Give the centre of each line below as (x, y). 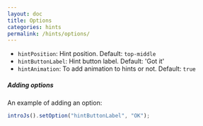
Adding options (30, 85)
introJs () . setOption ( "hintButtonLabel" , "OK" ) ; (79, 116)
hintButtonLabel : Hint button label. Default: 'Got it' (91, 62)
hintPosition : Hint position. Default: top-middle (87, 54)
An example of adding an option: (55, 103)
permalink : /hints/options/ (49, 34)
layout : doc (25, 14)
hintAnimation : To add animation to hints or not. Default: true (106, 69)
